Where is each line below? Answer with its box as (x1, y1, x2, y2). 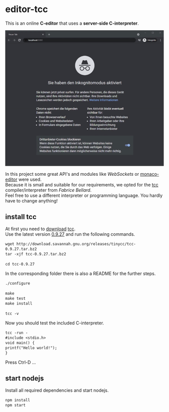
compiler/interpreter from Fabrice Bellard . (5, 187, 92, 193)
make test (5, 296, 26, 301)
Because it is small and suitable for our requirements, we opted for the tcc (5, 182, 158, 188)
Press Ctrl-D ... (5, 359, 36, 366)
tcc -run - (5, 330, 28, 335)
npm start (5, 403, 26, 408)
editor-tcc (5, 4, 48, 15)
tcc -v (5, 311, 19, 316)
